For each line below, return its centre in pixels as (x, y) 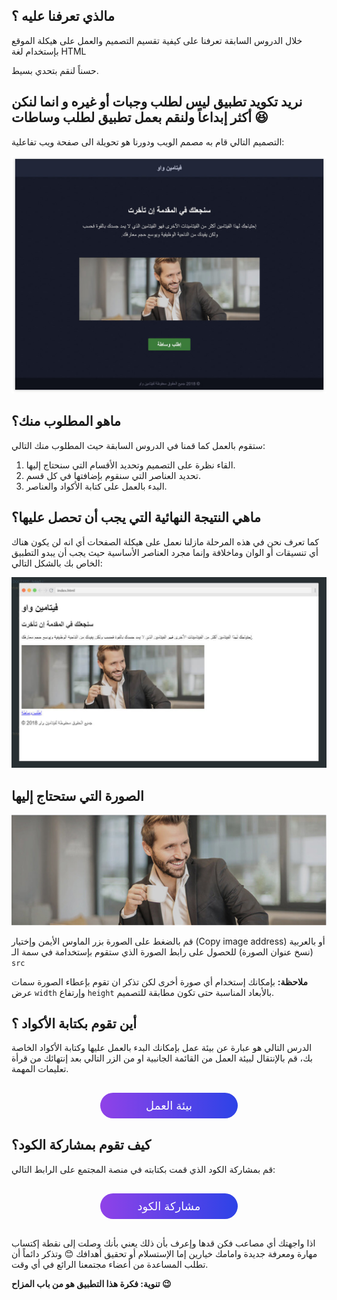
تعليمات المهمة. (40, 1069)
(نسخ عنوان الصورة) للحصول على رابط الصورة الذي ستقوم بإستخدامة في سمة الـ (162, 951)
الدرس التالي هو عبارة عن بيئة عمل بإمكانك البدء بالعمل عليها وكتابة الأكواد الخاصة (162, 1048)
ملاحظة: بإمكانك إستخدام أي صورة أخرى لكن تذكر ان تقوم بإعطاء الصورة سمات (159, 981)
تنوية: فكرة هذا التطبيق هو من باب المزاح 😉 (91, 1283)
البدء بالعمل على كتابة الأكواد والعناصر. (96, 486)
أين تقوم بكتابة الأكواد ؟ (74, 1023)
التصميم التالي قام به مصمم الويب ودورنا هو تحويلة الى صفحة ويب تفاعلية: (148, 141)
